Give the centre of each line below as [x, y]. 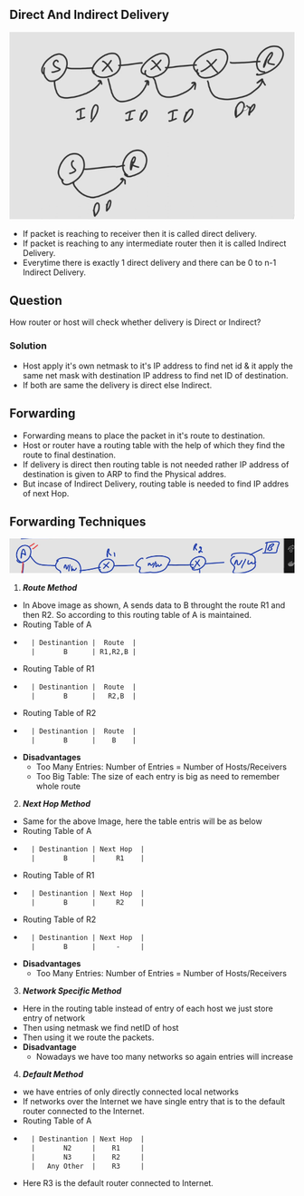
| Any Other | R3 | [88, 1167]
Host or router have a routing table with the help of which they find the [153, 445]
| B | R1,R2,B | [84, 652]
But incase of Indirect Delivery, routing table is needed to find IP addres [156, 484]
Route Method [50, 588]
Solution [28, 346]
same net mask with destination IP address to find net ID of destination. [155, 375]
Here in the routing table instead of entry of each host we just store [147, 1009]
